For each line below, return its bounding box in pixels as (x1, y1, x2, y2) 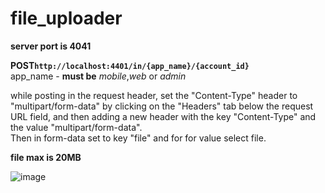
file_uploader (10, 7, 123, 30)
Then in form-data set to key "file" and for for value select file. (10, 132, 267, 144)
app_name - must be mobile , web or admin (10, 70, 187, 82)
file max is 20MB (10, 151, 82, 163)
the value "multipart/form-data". (10, 121, 143, 133)
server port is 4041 (10, 40, 92, 52)
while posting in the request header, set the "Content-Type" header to (10, 89, 298, 101)
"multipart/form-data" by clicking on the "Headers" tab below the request (10, 100, 314, 112)
